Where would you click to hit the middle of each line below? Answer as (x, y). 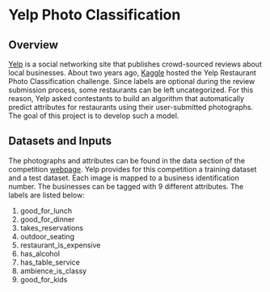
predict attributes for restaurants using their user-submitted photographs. (131, 107)
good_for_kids (44, 279)
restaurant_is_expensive (60, 245)
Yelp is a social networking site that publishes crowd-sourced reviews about (135, 64)
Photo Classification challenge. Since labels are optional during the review (132, 81)
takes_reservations (52, 227)
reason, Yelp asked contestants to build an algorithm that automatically (127, 98)
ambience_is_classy (53, 271)
